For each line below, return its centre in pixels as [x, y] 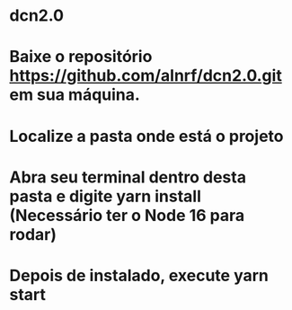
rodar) [33, 234]
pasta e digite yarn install [106, 196]
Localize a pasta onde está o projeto [146, 136]
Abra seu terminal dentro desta [128, 177]
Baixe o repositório [81, 57]
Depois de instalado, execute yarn [139, 275]
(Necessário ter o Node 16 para [127, 215]
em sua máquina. [75, 95]
